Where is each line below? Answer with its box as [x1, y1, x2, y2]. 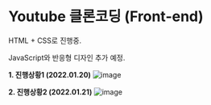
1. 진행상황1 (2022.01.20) [8, 69, 91, 79]
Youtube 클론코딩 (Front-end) [8, 7, 204, 26]
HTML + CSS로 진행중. [8, 36, 82, 45]
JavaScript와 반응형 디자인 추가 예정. [8, 52, 126, 62]
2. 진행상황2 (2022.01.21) [8, 86, 93, 97]
